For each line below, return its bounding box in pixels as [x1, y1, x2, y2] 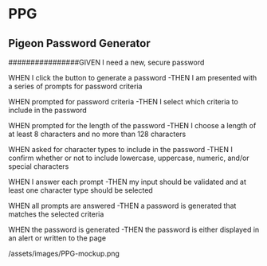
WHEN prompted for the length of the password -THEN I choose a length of [8, 121, 257, 130]
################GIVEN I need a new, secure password [8, 57, 205, 67]
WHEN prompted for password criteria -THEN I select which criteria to [8, 97, 239, 106]
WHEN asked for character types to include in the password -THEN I [8, 145, 233, 154]
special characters [8, 162, 69, 171]
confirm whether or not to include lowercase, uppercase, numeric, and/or [8, 153, 249, 162]
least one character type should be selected [8, 186, 153, 195]
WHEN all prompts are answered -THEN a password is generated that [8, 201, 237, 210]
